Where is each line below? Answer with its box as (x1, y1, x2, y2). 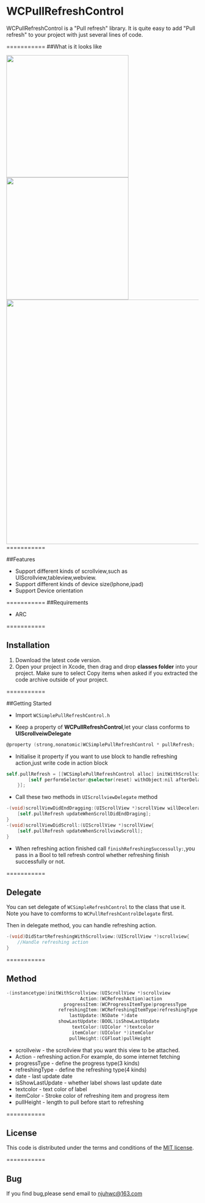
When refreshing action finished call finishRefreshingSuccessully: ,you (15, 845, 195, 852)
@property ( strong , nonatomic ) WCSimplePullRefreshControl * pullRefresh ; (6, 741, 195, 748)
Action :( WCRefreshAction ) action (80, 995, 163, 1002)
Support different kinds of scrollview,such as (15, 567, 128, 575)
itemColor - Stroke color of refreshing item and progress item (15, 1092, 170, 1099)
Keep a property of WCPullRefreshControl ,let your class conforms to (15, 723, 190, 730)
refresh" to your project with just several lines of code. (6, 31, 143, 38)
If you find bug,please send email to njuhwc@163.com (6, 1190, 142, 1197)
